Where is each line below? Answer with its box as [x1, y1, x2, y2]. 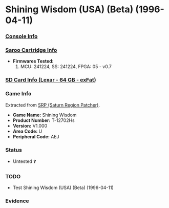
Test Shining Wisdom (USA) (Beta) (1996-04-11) [12, 184, 114, 191]
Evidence [5, 197, 29, 204]
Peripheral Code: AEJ [12, 133, 60, 139]
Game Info [5, 90, 32, 97]
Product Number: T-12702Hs [12, 117, 75, 123]
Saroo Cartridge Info [5, 47, 57, 54]
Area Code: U [12, 128, 43, 134]
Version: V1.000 [12, 122, 48, 129]
